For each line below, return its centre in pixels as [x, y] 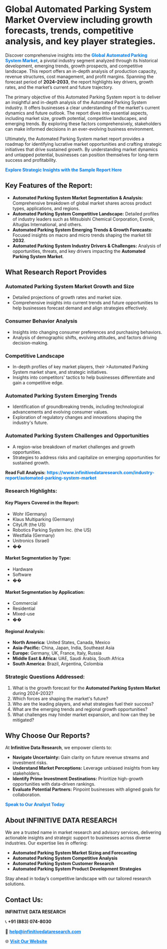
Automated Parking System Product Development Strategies [77, 869]
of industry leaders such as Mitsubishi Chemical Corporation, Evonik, [83, 219]
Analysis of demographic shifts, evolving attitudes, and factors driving [84, 337]
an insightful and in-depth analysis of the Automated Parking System [76, 102]
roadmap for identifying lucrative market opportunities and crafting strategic [84, 144]
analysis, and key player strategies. [80, 41]
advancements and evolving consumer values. [60, 412]
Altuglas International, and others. [47, 224]
